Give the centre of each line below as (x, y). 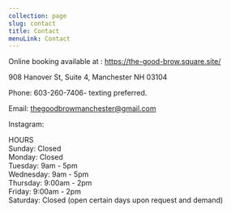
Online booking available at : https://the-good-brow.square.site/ (115, 62)
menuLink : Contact (39, 38)
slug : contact (32, 23)
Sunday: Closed (35, 149)
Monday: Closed (36, 157)
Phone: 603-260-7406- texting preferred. (78, 93)
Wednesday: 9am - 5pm (49, 174)
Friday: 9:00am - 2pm (45, 192)
